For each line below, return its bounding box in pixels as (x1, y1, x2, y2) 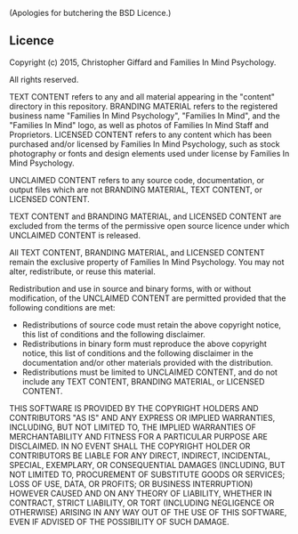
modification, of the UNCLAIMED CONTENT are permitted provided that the (9, 293, 286, 303)
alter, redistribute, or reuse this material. (9, 266, 156, 277)
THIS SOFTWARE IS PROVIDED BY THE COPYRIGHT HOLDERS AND (9, 402, 260, 413)
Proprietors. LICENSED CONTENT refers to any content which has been (9, 129, 272, 140)
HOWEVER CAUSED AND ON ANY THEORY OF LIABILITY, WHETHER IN (9, 488, 273, 498)
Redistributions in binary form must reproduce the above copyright (21, 338, 267, 349)
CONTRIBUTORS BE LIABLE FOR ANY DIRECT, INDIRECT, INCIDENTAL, (9, 449, 271, 461)
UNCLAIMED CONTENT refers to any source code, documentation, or (9, 174, 265, 185)
